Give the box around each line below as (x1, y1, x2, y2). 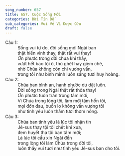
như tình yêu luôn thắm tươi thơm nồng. (17, 108, 99, 115)
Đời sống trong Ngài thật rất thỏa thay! (17, 87, 97, 93)
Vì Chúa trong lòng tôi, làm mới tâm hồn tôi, (17, 98, 107, 104)
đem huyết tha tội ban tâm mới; (17, 130, 82, 136)
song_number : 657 (5, 7, 41, 12)
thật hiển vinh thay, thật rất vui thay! (17, 50, 91, 56)
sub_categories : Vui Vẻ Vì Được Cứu (5, 21, 81, 26)
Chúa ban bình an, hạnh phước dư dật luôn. (17, 82, 107, 88)
